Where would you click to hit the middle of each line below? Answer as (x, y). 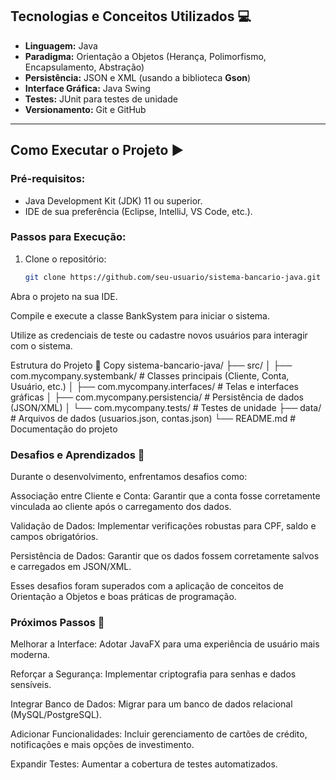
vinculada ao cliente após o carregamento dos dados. (121, 506)
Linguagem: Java (61, 45)
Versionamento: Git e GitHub (85, 109)
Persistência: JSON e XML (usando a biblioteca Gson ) (138, 77)
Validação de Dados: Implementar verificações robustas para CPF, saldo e (163, 525)
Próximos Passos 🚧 (57, 622)
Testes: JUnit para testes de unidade (101, 99)
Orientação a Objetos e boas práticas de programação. (123, 596)
